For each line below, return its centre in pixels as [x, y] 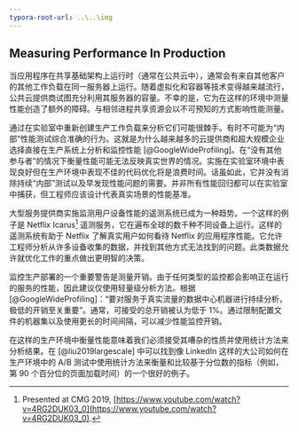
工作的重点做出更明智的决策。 [94, 258]
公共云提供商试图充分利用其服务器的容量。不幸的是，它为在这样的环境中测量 [149, 98]
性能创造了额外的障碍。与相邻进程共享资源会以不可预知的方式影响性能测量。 [149, 109]
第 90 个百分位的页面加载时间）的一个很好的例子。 [102, 373]
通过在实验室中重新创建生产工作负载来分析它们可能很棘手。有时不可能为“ [143, 128]
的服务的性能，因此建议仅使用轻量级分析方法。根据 [102, 288]
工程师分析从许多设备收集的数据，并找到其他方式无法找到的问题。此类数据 [145, 247]
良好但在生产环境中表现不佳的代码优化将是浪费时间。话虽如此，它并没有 [149, 172]
